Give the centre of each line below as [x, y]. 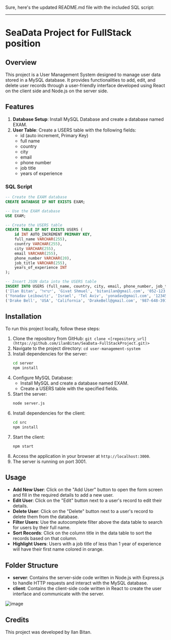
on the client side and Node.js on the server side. [57, 91]
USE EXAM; [16, 216]
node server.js [29, 403]
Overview [21, 62]
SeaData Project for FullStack [68, 33]
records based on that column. [45, 539]
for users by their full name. [42, 528]
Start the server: [30, 394]
